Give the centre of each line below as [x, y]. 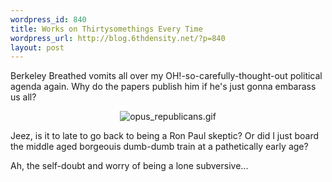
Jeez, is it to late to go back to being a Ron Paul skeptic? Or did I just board [164, 136]
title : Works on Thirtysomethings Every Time [106, 29]
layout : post [37, 47]
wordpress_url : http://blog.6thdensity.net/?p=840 [118, 38]
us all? [23, 97]
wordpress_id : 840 [48, 19]
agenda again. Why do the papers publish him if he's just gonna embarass [163, 87]
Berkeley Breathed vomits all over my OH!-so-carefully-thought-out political [166, 76]
